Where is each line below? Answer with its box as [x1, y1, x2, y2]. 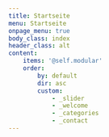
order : [23, 64, 45, 73]
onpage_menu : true [8, 27, 70, 35]
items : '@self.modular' [23, 57, 103, 65]
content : [8, 49, 38, 57]
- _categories [51, 110, 99, 118]
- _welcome [51, 102, 89, 110]
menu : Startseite [8, 19, 67, 27]
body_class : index [8, 34, 70, 43]
